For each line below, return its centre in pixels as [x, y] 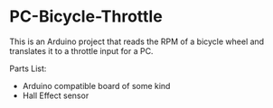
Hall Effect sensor [56, 95]
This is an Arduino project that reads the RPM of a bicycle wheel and [137, 41]
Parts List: [28, 68]
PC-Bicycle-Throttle [86, 17]
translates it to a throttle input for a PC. [81, 50]
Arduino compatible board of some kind [96, 85]
